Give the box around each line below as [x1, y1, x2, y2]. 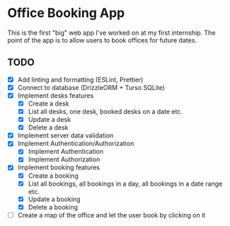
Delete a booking [28, 203, 79, 211]
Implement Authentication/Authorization [17, 140, 134, 148]
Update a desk [28, 115, 71, 124]
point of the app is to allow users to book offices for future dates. [7, 35, 197, 44]
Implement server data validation [17, 131, 114, 140]
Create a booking [28, 171, 79, 180]
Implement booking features [17, 163, 100, 171]
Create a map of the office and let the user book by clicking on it [17, 210, 206, 219]
